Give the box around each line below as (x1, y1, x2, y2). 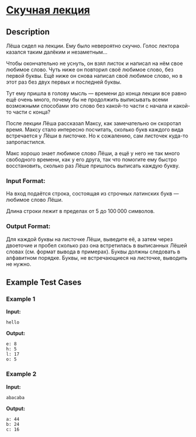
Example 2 (6, 370, 37, 378)
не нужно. (6, 260, 32, 267)
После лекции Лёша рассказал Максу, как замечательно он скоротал (6, 120, 181, 126)
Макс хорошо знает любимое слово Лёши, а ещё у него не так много (6, 150, 180, 157)
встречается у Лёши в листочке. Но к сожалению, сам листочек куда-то (6, 132, 188, 139)
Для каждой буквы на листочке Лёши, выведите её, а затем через (6, 235, 173, 243)
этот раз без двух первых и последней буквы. (6, 78, 122, 85)
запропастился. (6, 139, 46, 145)
